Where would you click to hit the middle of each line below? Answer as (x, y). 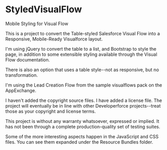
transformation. (22, 75)
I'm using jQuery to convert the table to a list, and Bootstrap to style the (81, 49)
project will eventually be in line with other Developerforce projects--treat (83, 105)
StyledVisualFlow (44, 9)
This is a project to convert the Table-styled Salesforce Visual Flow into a (83, 33)
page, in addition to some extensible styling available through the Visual (81, 54)
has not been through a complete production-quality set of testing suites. (83, 126)
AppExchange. (21, 90)
